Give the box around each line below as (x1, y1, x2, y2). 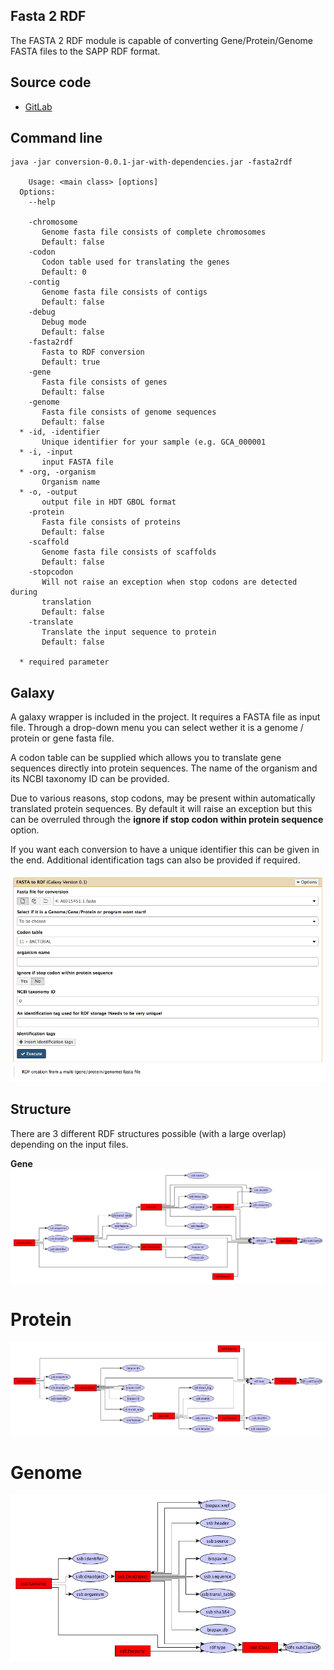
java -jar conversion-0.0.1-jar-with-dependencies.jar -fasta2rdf (10, 157, 293, 168)
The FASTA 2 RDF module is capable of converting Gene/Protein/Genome (10, 34, 314, 46)
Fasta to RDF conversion (41, 347, 145, 358)
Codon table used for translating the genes (41, 257, 230, 268)
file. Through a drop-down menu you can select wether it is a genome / (10, 722, 304, 734)
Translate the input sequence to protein (41, 627, 217, 638)
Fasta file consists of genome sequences (41, 407, 217, 418)
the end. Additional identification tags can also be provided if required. (10, 854, 301, 866)
